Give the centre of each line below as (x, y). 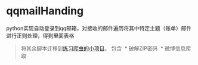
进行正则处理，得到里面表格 (40, 35)
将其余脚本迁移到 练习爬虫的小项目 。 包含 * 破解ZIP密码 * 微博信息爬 (106, 48)
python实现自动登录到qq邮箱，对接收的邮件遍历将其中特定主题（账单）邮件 (99, 28)
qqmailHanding (45, 11)
